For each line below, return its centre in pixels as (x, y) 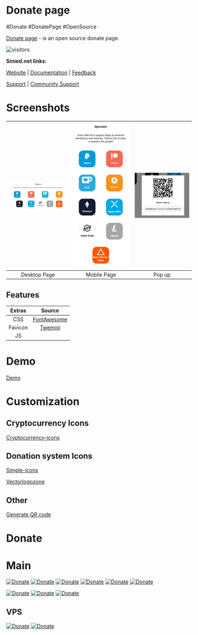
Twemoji (50, 327)
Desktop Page (38, 274)
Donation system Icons (49, 456)
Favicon (18, 327)
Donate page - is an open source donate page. (63, 38)
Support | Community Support (43, 84)
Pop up (162, 274)
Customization (43, 401)
